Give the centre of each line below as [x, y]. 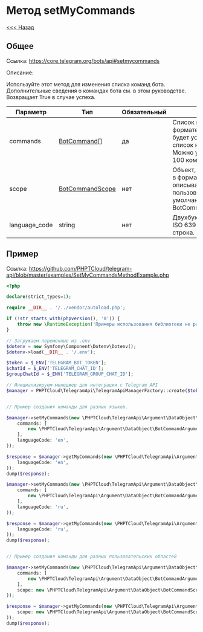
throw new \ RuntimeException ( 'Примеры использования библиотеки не [104, 324]
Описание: [20, 73]
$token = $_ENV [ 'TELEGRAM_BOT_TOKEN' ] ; [56, 363]
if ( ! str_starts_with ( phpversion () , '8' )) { [63, 319]
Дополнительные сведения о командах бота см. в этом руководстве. [96, 91]
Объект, [184, 170]
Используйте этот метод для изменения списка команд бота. [86, 84]
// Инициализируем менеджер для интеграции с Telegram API [82, 385]
